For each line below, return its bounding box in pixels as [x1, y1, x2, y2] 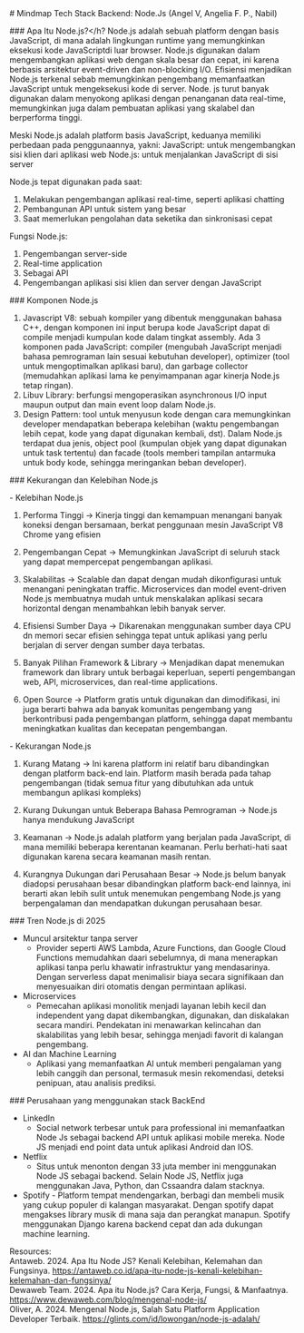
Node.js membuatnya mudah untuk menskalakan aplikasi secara [22, 593, 263, 603]
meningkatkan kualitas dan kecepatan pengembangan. [22, 723, 229, 733]
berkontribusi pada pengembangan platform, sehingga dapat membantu [22, 713, 293, 724]
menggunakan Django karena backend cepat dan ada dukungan [22, 1219, 263, 1230]
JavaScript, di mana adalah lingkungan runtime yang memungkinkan [9, 35, 266, 45]
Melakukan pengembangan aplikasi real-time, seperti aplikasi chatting [22, 194, 285, 204]
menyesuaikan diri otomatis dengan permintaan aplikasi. [35, 981, 247, 992]
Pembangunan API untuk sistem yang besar [22, 203, 187, 214]
